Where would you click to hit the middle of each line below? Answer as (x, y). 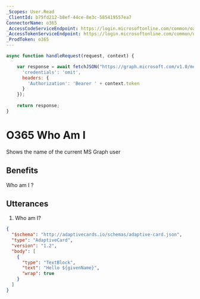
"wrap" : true (38, 274)
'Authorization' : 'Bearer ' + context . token (84, 83)
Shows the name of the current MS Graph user (63, 152)
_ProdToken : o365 (28, 39)
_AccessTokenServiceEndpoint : (44, 34)
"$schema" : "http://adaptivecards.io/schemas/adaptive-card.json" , (97, 235)
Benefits (22, 171)
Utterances (27, 204)
